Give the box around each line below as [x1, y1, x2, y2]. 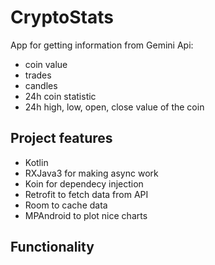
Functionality [10, 239, 95, 256]
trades [24, 69, 52, 81]
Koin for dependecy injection [24, 177, 144, 190]
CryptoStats [10, 6, 114, 29]
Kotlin [24, 156, 49, 168]
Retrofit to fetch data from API [24, 188, 149, 200]
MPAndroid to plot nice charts [24, 209, 148, 221]
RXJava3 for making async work [24, 167, 159, 179]
